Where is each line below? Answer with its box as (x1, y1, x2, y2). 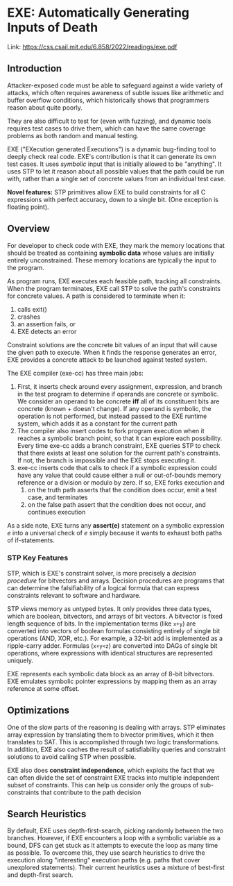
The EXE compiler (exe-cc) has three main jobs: (7, 369, 144, 377)
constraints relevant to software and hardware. (7, 591, 141, 599)
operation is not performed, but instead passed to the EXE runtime (17, 412, 207, 420)
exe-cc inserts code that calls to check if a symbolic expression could (17, 463, 217, 471)
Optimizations (7, 705, 69, 717)
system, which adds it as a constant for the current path (17, 419, 178, 428)
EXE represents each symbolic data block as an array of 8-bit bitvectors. (7, 669, 215, 678)
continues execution (27, 508, 86, 516)
